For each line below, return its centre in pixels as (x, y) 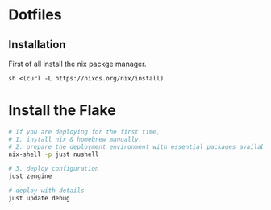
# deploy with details (46, 191)
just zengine (30, 176)
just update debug (39, 199)
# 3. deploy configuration (54, 169)
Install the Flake (63, 111)
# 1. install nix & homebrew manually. (75, 139)
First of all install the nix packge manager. (77, 64)
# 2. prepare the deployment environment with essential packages (122, 146)
